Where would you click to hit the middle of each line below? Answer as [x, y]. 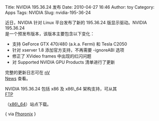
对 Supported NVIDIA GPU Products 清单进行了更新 [63, 62]
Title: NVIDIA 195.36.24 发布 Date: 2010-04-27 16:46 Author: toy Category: [80, 7]
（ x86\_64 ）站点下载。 [28, 104]
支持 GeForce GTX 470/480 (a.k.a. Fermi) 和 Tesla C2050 [70, 44]
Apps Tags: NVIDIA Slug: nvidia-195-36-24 [48, 13]
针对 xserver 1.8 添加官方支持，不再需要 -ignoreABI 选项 [68, 50]
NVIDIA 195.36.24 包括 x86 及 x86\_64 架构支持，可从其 [61, 89]
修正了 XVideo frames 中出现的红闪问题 [52, 56]
